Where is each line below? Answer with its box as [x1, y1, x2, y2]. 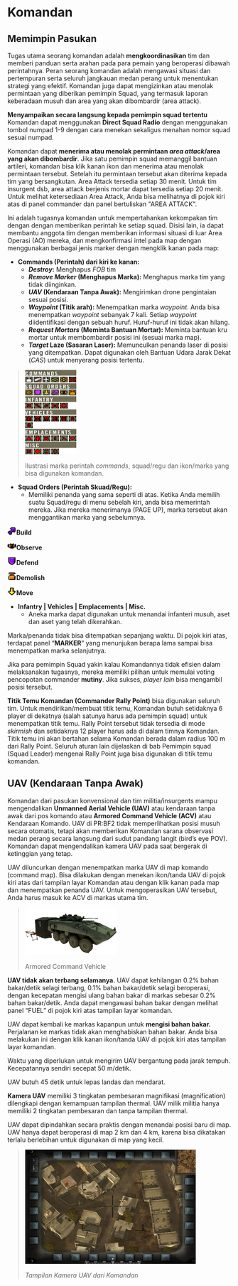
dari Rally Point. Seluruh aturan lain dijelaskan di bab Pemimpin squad [7, 742, 212, 750]
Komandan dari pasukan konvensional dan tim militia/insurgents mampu [7, 796, 218, 805]
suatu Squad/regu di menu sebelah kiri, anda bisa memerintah [28, 498, 211, 506]
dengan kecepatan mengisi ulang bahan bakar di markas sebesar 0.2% [7, 991, 216, 1000]
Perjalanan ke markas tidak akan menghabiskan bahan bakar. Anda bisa [7, 1027, 218, 1036]
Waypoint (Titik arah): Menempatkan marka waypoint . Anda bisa [28, 303, 220, 311]
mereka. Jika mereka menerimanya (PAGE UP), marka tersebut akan [28, 505, 228, 514]
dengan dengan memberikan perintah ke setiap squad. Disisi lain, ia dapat [7, 221, 224, 230]
